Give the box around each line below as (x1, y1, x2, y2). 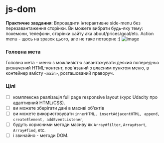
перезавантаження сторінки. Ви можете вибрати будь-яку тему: (5, 25, 144, 31)
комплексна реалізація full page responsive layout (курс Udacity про (12, 94, 158, 100)
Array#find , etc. (12, 127, 46, 133)
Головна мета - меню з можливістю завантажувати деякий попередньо (5, 60, 159, 66)
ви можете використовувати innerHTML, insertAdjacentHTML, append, (12, 111, 160, 117)
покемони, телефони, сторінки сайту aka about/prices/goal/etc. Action (5, 30, 154, 36)
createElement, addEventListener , (12, 116, 84, 122)
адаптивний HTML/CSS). (12, 100, 65, 106)
